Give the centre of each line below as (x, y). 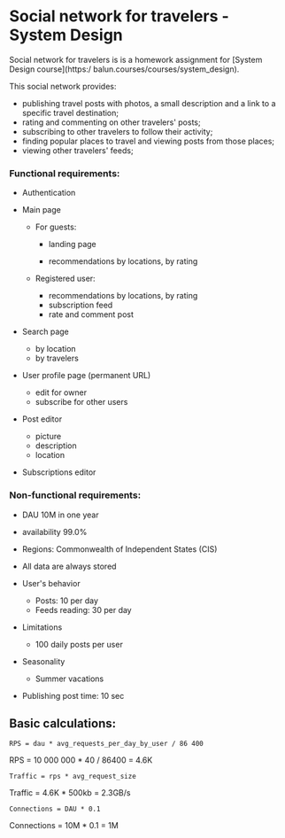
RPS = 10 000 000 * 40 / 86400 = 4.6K (81, 760)
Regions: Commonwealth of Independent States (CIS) (119, 549)
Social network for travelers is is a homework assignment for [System (136, 59)
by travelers (57, 358)
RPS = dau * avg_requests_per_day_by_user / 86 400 (106, 744)
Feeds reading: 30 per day (83, 609)
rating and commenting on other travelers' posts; (111, 122)
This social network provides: (63, 86)
